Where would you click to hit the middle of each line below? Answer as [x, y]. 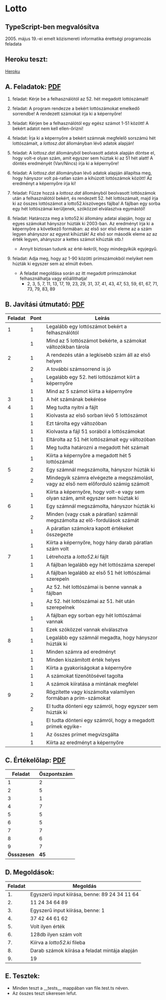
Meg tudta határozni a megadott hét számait [98, 447]
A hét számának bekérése [76, 400]
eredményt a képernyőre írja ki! [44, 183]
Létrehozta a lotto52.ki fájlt [77, 557]
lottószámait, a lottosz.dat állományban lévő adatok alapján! [73, 143]
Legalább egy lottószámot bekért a [86, 326]
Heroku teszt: [26, 60]
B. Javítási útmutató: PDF [45, 304]
